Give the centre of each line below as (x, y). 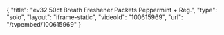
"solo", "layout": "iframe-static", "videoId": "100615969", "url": (95, 17)
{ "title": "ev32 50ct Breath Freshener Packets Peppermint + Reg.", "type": (112, 10)
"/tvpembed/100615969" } (44, 24)
